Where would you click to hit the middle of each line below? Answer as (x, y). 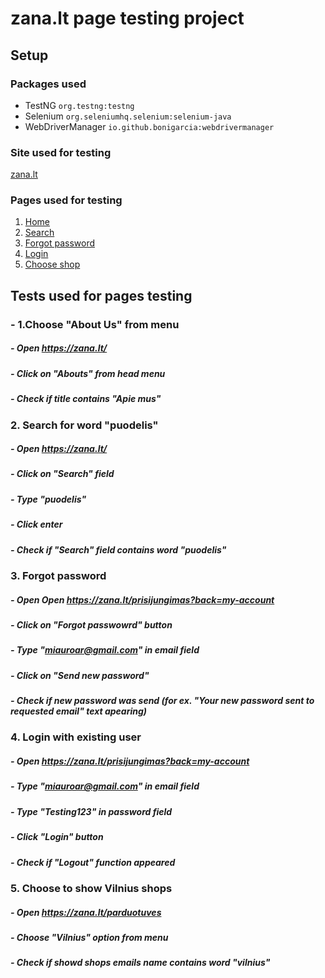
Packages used (48, 84)
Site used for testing (61, 152)
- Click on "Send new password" (80, 675)
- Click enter (36, 524)
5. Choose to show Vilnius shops (91, 888)
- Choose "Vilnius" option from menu (89, 937)
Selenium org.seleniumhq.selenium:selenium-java (128, 116)
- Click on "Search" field (62, 474)
